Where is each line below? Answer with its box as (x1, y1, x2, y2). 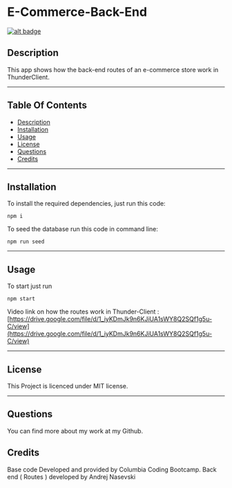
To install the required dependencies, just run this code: (7, 199, 166, 208)
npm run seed (7, 238, 45, 246)
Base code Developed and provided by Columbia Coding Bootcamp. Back (7, 465, 217, 473)
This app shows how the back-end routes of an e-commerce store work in (7, 65, 219, 73)
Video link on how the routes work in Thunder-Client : (7, 307, 159, 316)
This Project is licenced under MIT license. (7, 382, 128, 390)
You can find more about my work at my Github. (7, 426, 144, 435)
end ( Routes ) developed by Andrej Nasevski (7, 472, 136, 481)
